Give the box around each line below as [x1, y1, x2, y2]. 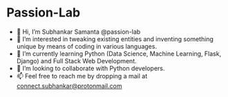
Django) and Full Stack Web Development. [16, 56, 137, 65]
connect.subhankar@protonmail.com [16, 81, 122, 90]
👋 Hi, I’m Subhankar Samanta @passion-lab [16, 28, 141, 36]
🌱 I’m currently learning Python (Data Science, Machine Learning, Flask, [16, 50, 222, 58]
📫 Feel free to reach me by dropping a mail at [16, 72, 148, 80]
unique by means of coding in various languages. [16, 42, 157, 50]
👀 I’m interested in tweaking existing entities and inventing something [16, 34, 213, 43]
